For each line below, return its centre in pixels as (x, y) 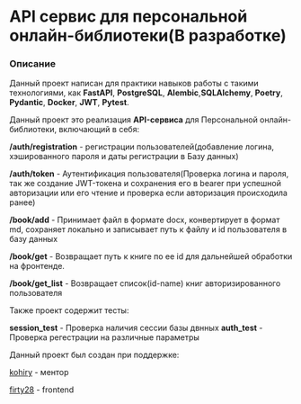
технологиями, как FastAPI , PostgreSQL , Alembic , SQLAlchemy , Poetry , (146, 93)
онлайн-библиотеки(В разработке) (148, 36)
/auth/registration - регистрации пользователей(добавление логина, (142, 147)
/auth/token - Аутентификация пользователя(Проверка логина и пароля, (149, 174)
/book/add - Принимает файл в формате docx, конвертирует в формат (145, 220)
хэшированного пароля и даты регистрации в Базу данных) (124, 157)
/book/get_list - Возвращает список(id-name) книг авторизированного (145, 283)
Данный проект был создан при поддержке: (94, 355)
